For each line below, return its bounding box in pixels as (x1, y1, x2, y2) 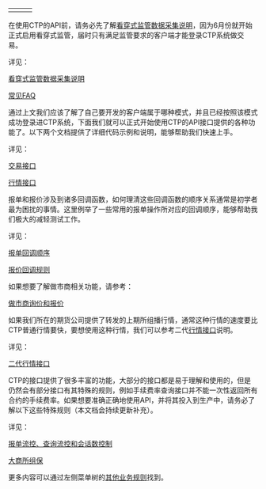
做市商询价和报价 (8, 298, 64, 308)
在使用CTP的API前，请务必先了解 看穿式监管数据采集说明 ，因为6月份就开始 (8, 21, 253, 30)
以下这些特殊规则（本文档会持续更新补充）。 (14, 405, 158, 415)
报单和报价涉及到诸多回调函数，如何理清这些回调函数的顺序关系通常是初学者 (8, 195, 258, 204)
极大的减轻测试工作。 (14, 214, 85, 224)
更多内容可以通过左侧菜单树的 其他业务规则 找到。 (8, 472, 168, 482)
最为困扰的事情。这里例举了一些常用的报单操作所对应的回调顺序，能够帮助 (8, 205, 251, 214)
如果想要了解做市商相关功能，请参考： (8, 282, 133, 291)
